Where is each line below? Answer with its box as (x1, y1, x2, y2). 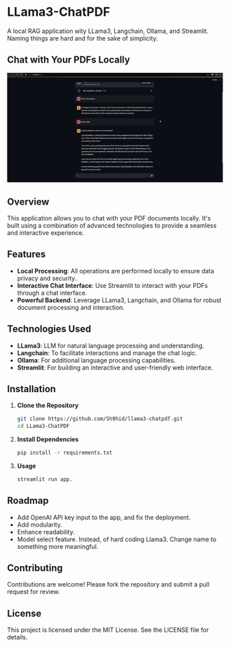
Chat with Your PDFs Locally (7, 54, 130, 66)
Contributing (7, 563, 63, 574)
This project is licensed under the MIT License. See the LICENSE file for (7, 626, 209, 634)
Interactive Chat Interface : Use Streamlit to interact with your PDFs (16, 281, 208, 289)
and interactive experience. (7, 228, 84, 237)
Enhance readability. (16, 527, 75, 536)
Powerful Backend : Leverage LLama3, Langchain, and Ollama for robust (16, 296, 222, 304)
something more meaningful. (16, 542, 99, 550)
